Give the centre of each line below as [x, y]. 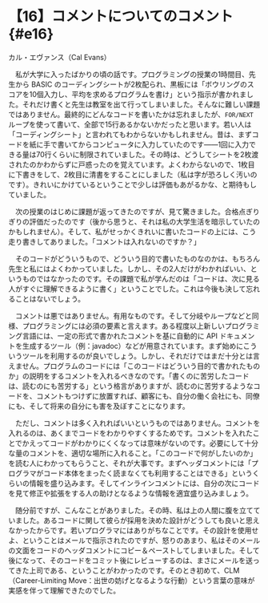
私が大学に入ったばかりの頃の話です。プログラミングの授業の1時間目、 [132, 74]
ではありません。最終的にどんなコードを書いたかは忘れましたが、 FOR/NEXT [131, 114]
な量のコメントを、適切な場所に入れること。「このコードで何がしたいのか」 [133, 453]
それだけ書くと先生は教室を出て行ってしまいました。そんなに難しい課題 [141, 104]
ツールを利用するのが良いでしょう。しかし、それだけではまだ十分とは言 [141, 356]
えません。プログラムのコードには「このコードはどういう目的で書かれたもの [134, 366]
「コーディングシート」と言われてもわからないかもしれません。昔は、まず [130, 134]
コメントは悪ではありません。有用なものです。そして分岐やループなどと [133, 316]
